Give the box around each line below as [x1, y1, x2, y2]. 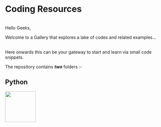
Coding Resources [5, 3, 82, 15]
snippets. [5, 54, 24, 60]
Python [5, 78, 28, 86]
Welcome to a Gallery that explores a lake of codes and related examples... [5, 34, 157, 40]
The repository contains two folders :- [5, 64, 82, 70]
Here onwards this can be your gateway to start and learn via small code [5, 49, 152, 55]
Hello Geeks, [5, 25, 31, 30]
